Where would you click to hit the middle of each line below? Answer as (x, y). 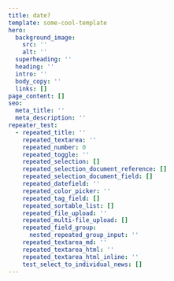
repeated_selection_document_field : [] (88, 177)
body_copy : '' (38, 81)
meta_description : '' (51, 118)
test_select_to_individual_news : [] (83, 264)
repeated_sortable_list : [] (68, 205)
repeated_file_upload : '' (65, 213)
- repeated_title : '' (51, 132)
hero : (17, 30)
